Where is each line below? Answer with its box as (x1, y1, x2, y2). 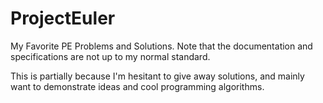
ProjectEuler (10, 7, 116, 30)
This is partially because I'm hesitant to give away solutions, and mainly (10, 70, 305, 82)
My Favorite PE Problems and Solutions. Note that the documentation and (10, 40, 313, 52)
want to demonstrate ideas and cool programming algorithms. (10, 80, 265, 92)
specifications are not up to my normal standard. (10, 50, 211, 62)
